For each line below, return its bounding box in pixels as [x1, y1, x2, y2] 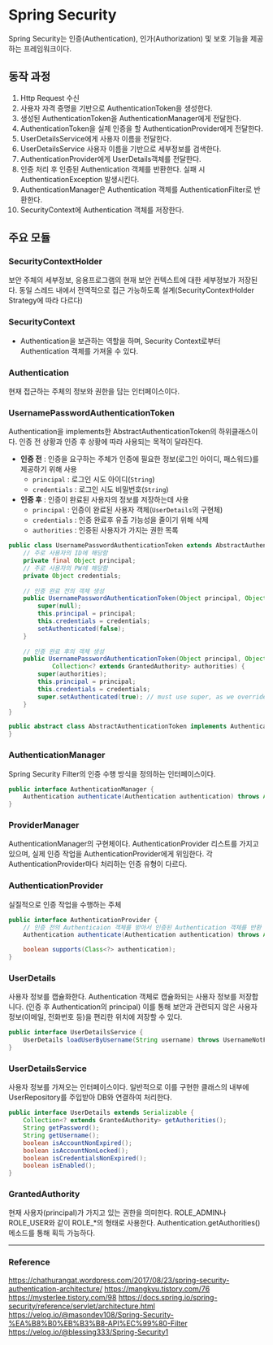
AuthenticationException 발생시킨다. [19, 174, 140, 184]
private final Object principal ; [23, 557, 136, 565]
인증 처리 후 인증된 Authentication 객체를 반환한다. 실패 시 [19, 164, 206, 174]
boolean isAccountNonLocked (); [23, 1147, 129, 1155]
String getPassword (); [23, 1124, 100, 1132]
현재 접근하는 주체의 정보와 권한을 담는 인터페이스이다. [8, 386, 180, 396]
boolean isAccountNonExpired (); [23, 1138, 132, 1147]
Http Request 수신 [19, 93, 80, 102]
